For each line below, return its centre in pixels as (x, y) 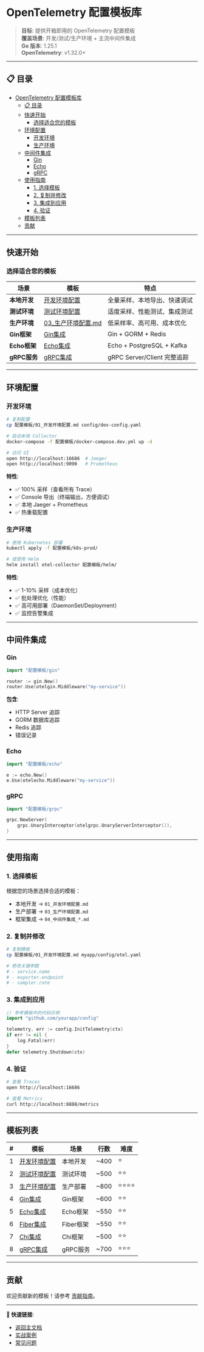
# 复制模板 (18, 949)
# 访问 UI (18, 453)
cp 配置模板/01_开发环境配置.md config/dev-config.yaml (74, 425)
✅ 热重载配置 (32, 512)
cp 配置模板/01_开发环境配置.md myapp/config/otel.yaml (74, 955)
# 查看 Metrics (25, 1098)
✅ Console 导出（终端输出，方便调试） (64, 497)
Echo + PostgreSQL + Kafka (147, 346)
